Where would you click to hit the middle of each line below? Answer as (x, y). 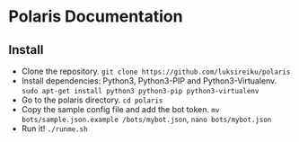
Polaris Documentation (96, 17)
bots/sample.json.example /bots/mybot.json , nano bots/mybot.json (146, 119)
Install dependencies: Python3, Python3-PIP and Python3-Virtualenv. (149, 81)
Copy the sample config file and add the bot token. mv (120, 109)
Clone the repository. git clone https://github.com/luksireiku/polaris (156, 71)
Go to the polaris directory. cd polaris (92, 100)
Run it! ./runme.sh (54, 129)
